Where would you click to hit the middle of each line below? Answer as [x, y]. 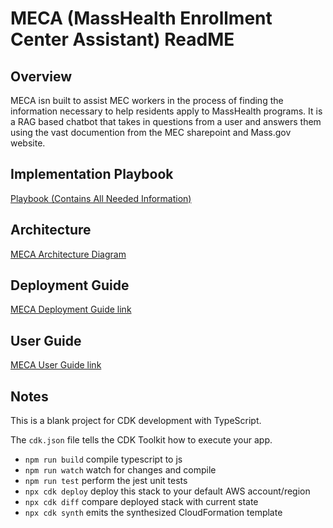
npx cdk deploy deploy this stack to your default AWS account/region [167, 491]
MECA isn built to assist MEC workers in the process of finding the [147, 100]
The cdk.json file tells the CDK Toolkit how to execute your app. [141, 440]
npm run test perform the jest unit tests [106, 481]
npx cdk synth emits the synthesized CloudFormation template [153, 513]
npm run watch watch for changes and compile [120, 470]
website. [28, 143]
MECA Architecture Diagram [68, 254]
